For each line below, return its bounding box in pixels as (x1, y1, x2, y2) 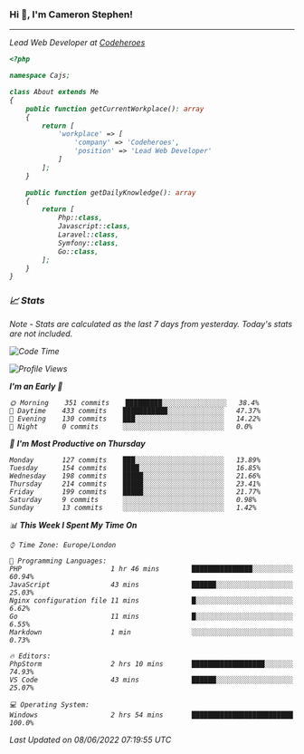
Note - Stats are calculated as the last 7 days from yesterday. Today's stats (9, 318, 292, 329)
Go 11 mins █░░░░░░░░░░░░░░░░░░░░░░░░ (9, 612, 294, 621)
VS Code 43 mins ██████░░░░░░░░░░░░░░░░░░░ (9, 675, 294, 684)
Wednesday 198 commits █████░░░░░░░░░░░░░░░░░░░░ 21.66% (9, 471, 261, 480)
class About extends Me (9, 88, 100, 97)
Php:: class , (57, 213, 103, 223)
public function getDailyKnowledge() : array (25, 188, 196, 198)
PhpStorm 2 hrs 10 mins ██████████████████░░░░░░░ (9, 659, 294, 669)
